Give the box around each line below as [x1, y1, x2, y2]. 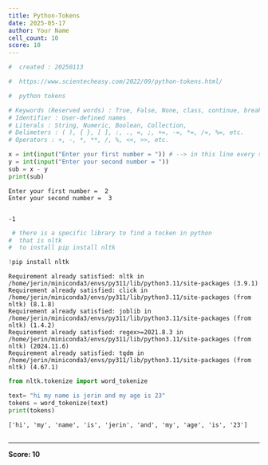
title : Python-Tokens [8, 11, 81, 20]
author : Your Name [8, 26, 69, 34]
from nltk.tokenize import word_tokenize [8, 377, 148, 385]
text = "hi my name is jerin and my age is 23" [8, 392, 166, 400]
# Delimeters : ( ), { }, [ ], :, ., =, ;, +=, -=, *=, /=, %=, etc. [8, 128, 245, 136]
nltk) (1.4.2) [8, 321, 56, 329]
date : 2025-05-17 [8, 19, 66, 27]
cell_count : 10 [8, 33, 59, 42]
